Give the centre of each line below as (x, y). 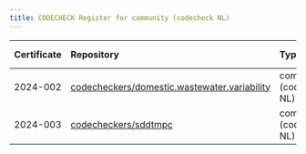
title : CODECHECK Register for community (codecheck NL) (120, 18)
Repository (95, 54)
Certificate (38, 54)
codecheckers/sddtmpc (122, 124)
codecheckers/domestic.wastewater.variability (171, 87)
